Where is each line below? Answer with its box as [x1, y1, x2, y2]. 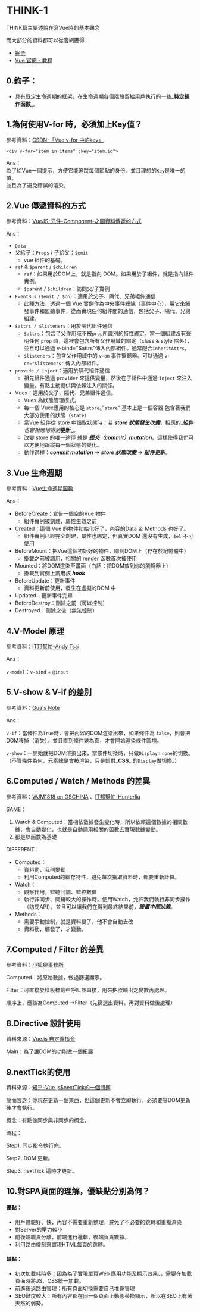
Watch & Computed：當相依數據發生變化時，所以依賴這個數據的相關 [14, 818, 183, 825]
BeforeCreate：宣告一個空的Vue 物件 [14, 510, 106, 518]
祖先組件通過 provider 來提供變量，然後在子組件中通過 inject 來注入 [23, 374, 192, 381]
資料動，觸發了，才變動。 [23, 925, 87, 932]
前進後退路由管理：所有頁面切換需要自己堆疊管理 [14, 1285, 135, 1292]
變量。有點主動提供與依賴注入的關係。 [23, 382, 118, 389]
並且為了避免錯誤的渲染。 [6, 181, 69, 189]
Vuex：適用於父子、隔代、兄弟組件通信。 [14, 389, 117, 396]
